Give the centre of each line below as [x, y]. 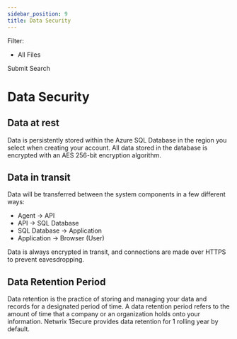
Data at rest [34, 123]
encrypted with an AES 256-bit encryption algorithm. [84, 155]
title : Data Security [39, 21]
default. [19, 329]
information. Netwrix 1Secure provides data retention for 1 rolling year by [113, 322]
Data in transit [39, 177]
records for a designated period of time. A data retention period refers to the [118, 306]
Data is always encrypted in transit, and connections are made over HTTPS [117, 252]
